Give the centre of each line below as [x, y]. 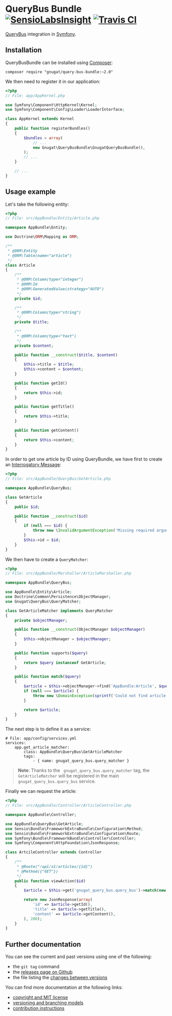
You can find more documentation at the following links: [64, 987]
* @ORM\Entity [23, 251]
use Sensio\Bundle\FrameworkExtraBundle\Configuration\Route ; [73, 833]
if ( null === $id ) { [46, 526]
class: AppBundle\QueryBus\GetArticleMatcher [73, 752]
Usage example [31, 192]
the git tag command [36, 967]
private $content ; [34, 346]
